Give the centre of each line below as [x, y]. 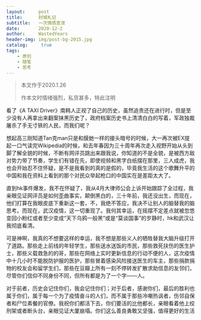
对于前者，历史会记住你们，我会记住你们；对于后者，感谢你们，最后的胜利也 [100, 288]
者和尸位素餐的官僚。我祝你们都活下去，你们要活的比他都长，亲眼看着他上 [98, 303]
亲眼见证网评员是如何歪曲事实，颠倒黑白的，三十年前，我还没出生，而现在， [100, 196]
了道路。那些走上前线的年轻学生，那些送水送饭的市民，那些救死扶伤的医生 [98, 246]
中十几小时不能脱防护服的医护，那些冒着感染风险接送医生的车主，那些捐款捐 [100, 261]
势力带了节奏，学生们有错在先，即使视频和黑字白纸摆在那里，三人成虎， [100, 161]
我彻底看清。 [22, 225]
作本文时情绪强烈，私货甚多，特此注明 [68, 98]
